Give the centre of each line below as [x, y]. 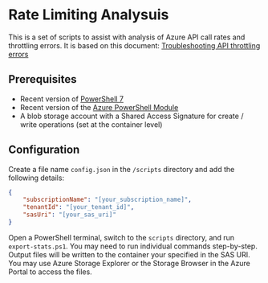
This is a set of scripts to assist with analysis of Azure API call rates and [127, 37]
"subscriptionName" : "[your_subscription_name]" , [108, 200]
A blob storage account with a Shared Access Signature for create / [132, 116]
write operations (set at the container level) [91, 124]
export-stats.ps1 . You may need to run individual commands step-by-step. [133, 246]
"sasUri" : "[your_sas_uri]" [69, 215]
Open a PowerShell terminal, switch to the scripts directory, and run [122, 237]
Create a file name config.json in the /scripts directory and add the [122, 169]
